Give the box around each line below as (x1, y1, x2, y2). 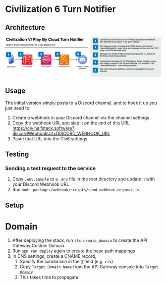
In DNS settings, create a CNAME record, (12, 253, 97, 259)
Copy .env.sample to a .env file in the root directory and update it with (12, 176, 155, 182)
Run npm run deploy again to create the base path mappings (12, 248, 135, 254)
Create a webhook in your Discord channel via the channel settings (12, 114, 150, 120)
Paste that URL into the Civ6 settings (12, 135, 88, 142)
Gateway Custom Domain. (12, 242, 66, 248)
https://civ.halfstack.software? (12, 125, 74, 131)
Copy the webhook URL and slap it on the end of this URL (12, 120, 130, 126)
